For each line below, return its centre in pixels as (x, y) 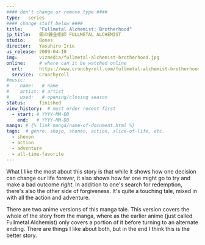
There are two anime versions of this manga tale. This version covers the (98, 209)
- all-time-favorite (38, 154)
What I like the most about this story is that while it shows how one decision (101, 171)
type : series (26, 18)
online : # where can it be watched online (67, 63)
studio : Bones (30, 40)
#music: (16, 80)
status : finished (34, 103)
